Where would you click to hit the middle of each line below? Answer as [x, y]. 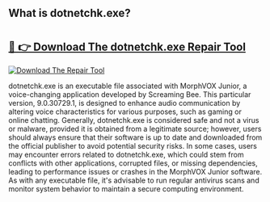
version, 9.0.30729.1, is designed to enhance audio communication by [124, 103]
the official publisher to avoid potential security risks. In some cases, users [133, 146]
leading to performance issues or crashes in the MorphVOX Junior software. [135, 172]
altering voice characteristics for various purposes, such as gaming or [125, 112]
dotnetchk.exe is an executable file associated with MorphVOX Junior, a [128, 86]
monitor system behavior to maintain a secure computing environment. [126, 189]
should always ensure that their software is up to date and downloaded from [135, 137]
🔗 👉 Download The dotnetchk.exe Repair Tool [127, 46]
